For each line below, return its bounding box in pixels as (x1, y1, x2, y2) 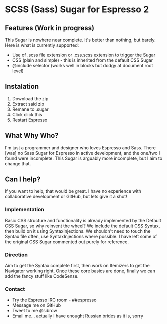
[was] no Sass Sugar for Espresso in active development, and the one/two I (5, 150, 160, 156)
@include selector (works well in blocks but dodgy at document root (12, 63, 153, 68)
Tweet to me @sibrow (12, 308, 57, 314)
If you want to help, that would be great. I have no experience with (5, 188, 141, 194)
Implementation (5, 206, 45, 213)
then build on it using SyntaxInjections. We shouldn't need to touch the (5, 228, 151, 234)
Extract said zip (12, 101, 45, 107)
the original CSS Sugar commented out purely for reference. (5, 239, 129, 245)
